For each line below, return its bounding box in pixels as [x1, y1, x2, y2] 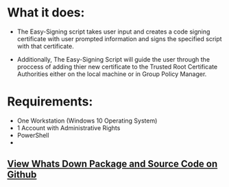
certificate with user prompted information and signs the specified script [16, 34, 222, 42]
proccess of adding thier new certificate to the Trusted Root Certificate [16, 62, 218, 71]
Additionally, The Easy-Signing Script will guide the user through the [16, 55, 210, 63]
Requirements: [7, 94, 93, 110]
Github [7, 169, 37, 181]
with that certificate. [16, 42, 74, 50]
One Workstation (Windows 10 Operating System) [16, 116, 158, 125]
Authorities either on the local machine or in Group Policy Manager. [16, 70, 207, 78]
